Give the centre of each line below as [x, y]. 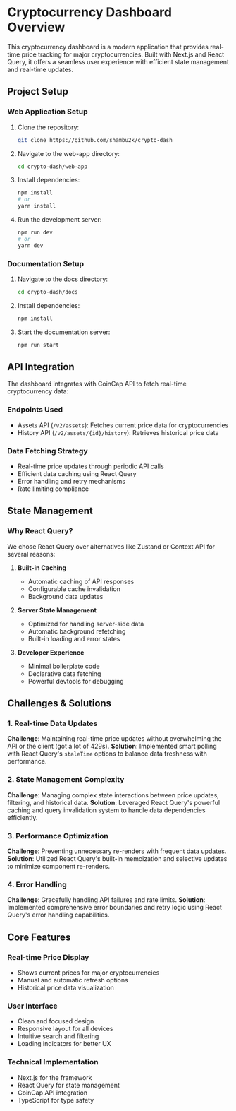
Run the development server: [60, 219]
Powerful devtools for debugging [76, 681]
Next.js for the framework [55, 1077]
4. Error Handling [37, 884]
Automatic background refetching [77, 631]
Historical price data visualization [66, 987]
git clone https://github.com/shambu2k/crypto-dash [95, 140]
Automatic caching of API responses [81, 581]
